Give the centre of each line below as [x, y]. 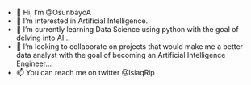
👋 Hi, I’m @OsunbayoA [53, 12]
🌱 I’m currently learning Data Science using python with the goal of [128, 29]
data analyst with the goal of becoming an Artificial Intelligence [121, 55]
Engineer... [34, 63]
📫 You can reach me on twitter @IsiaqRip [85, 73]
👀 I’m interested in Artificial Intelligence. [82, 21]
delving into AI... [43, 38]
